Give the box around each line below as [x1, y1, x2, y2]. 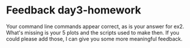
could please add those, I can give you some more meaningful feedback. [6, 35, 183, 42]
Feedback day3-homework [6, 4, 141, 17]
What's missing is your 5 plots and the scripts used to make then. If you [6, 29, 179, 36]
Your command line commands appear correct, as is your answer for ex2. [6, 23, 184, 30]
